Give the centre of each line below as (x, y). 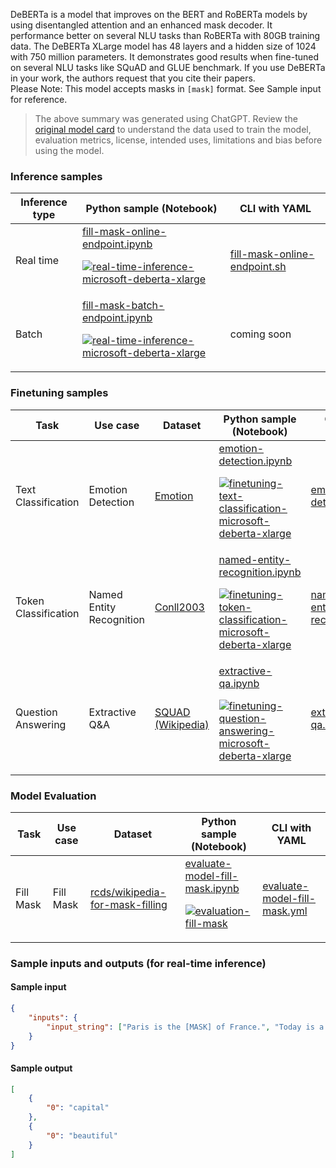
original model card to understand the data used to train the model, (173, 129)
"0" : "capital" (78, 1108)
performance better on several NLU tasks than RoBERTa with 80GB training (165, 35)
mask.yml (285, 911)
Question (36, 712)
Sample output (41, 1068)
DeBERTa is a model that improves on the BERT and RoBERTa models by (159, 14)
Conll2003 (179, 607)
